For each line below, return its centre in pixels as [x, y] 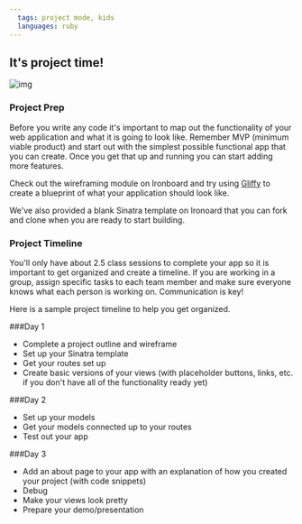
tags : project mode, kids [66, 18]
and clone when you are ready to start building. [97, 220]
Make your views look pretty [75, 500]
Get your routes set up [64, 363]
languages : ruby [48, 26]
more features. [37, 165]
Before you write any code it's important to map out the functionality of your [151, 127]
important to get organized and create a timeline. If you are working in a [142, 272]
